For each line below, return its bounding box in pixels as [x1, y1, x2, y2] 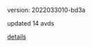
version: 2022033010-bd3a [7, 6, 86, 14]
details [7, 32, 26, 41]
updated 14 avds [7, 19, 55, 27]
